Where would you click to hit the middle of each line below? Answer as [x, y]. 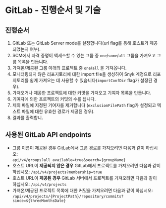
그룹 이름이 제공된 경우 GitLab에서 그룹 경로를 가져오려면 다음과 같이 [78, 148]
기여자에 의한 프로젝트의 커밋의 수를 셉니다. [54, 99]
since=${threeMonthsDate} [39, 201]
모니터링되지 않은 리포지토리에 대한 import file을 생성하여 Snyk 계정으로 [82, 74]
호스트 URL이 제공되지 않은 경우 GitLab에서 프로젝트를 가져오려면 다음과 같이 [86, 165]
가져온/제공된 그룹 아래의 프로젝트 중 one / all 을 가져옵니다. [69, 68]
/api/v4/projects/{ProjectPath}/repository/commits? [68, 196]
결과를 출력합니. [28, 118]
